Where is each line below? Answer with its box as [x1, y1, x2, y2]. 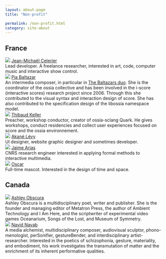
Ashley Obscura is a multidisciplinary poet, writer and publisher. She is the [5, 200, 158, 206]
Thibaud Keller [11, 112, 41, 118]
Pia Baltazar [11, 74, 36, 80]
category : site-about [5, 25, 50, 30]
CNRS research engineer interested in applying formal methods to [5, 150, 140, 156]
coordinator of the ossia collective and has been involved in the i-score [5, 85, 151, 91]
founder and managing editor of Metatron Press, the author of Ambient [5, 205, 150, 211]
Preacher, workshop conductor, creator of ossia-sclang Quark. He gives [5, 117, 153, 123]
